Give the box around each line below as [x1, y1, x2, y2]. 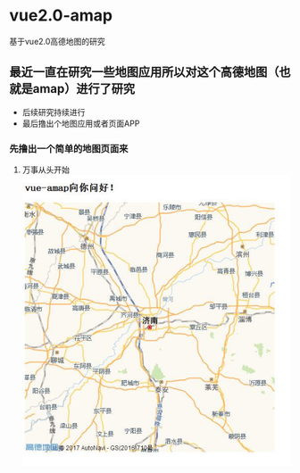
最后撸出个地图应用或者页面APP [21, 118, 140, 129]
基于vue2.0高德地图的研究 [9, 36, 105, 46]
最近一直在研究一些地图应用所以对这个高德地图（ [9, 64, 279, 80]
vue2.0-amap [9, 5, 113, 26]
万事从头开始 [21, 164, 70, 175]
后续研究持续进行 [21, 106, 86, 117]
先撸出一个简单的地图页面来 [9, 142, 129, 154]
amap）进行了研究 [32, 81, 136, 96]
